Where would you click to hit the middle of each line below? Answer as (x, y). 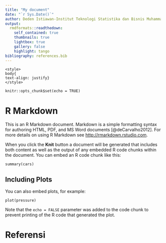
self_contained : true (36, 33)
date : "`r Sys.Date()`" (30, 14)
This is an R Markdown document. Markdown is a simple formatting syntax (81, 124)
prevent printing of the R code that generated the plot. (60, 215)
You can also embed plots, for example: (45, 191)
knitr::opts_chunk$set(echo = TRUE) (43, 91)
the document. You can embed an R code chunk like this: (63, 155)
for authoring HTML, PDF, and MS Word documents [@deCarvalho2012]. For (83, 130)
